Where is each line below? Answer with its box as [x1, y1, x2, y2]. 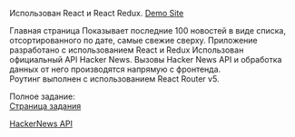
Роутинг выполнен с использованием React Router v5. [9, 73, 220, 84]
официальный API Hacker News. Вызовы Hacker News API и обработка [9, 54, 282, 64]
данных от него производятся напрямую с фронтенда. [9, 64, 221, 74]
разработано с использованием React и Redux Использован [9, 44, 244, 55]
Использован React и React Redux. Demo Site [9, 8, 184, 18]
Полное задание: [9, 91, 75, 102]
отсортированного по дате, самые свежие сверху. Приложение [9, 35, 259, 45]
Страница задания [9, 101, 82, 112]
